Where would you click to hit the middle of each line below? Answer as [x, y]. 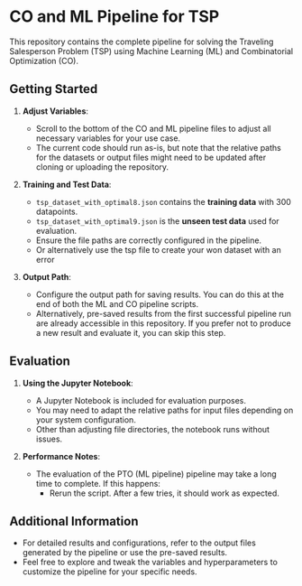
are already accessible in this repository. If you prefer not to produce [163, 323]
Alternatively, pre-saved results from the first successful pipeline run [163, 313]
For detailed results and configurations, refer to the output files [139, 543]
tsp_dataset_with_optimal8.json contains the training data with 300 [163, 201]
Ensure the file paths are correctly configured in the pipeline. [149, 240]
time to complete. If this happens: [98, 483]
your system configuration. [86, 419]
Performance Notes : [61, 456]
